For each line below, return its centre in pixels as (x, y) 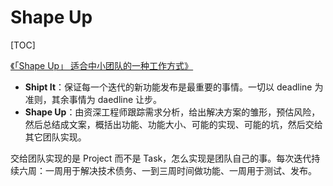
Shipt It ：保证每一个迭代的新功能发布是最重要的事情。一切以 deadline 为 (174, 87)
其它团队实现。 (55, 137)
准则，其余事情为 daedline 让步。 (93, 99)
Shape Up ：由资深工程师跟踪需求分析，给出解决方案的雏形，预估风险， (172, 112)
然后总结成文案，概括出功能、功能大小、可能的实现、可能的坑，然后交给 (173, 124)
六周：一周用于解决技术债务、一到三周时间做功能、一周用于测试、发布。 (167, 170)
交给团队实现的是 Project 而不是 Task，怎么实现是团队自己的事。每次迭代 (161, 158)
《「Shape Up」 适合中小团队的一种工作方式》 (102, 65)
